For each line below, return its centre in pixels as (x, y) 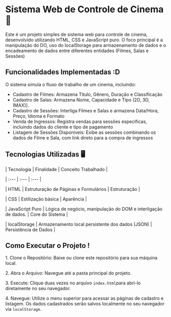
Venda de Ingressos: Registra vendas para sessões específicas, (80, 121)
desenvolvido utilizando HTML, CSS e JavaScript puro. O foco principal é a (84, 40)
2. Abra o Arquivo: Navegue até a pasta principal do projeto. (68, 273)
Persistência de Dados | (30, 229)
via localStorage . (23, 309)
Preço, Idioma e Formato (39, 116)
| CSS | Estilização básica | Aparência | (46, 199)
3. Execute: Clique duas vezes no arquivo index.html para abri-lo (73, 283)
